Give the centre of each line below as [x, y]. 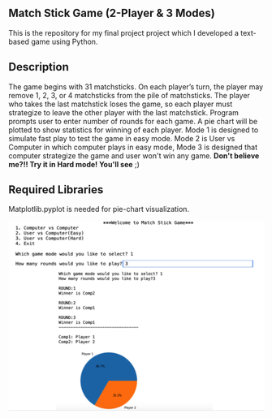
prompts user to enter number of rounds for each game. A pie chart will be [133, 121]
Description [39, 67]
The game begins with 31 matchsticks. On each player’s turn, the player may [136, 86]
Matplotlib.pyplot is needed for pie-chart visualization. [99, 209]
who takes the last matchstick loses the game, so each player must [121, 104]
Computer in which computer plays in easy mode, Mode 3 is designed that [133, 147]
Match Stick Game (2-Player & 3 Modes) [112, 13]
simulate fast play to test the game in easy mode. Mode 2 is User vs [122, 138]
